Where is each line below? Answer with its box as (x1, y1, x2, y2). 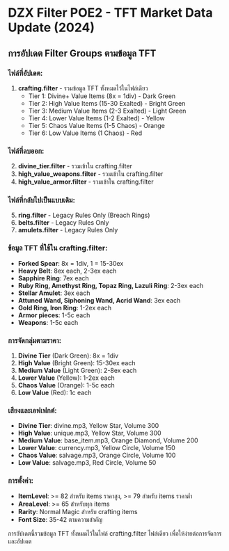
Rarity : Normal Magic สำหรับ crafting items (17, 507, 138, 516)
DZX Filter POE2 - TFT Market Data (8, 5, 213, 21)
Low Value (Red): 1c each (17, 388, 92, 397)
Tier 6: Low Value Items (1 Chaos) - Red (28, 129, 143, 137)
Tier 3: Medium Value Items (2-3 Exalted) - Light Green (28, 106, 187, 115)
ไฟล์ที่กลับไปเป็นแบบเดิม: (8, 195, 76, 205)
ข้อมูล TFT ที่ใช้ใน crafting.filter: (8, 243, 108, 253)
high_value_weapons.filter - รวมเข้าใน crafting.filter (17, 170, 164, 178)
